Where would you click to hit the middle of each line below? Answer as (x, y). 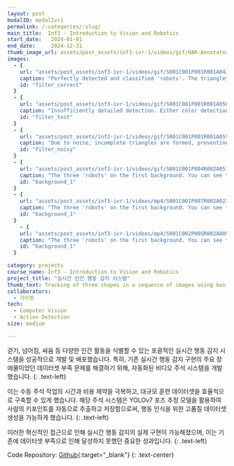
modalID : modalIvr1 (36, 20)
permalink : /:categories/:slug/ (54, 26)
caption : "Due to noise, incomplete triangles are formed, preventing (124, 143)
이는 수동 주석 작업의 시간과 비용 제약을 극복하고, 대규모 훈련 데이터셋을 (104, 391)
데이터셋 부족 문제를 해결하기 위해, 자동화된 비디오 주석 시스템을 (124, 368)
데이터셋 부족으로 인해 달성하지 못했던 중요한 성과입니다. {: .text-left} (114, 441)
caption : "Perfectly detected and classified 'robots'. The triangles (124, 78)
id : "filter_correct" (51, 85)
